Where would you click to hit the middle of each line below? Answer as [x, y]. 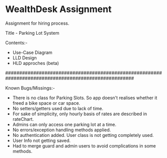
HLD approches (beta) [36, 63]
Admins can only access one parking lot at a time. [64, 124]
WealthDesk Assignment [59, 9]
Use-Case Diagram [33, 52]
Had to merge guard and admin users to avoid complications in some [84, 146]
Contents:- [16, 43]
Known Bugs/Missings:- [30, 88]
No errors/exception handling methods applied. [62, 130]
